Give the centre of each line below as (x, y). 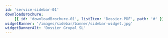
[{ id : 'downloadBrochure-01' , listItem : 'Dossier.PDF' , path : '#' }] (89, 19)
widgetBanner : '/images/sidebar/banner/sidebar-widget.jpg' (69, 23)
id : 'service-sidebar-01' (32, 10)
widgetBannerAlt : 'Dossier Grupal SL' (45, 28)
